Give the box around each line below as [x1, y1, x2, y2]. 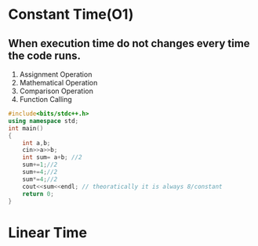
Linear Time [8, 223, 88, 241]
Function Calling [19, 95, 72, 103]
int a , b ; [22, 139, 51, 147]
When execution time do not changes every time [8, 37, 250, 50]
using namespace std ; [8, 117, 79, 125]
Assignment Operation [19, 70, 93, 79]
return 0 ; [22, 190, 55, 197]
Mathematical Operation [19, 78, 98, 87]
